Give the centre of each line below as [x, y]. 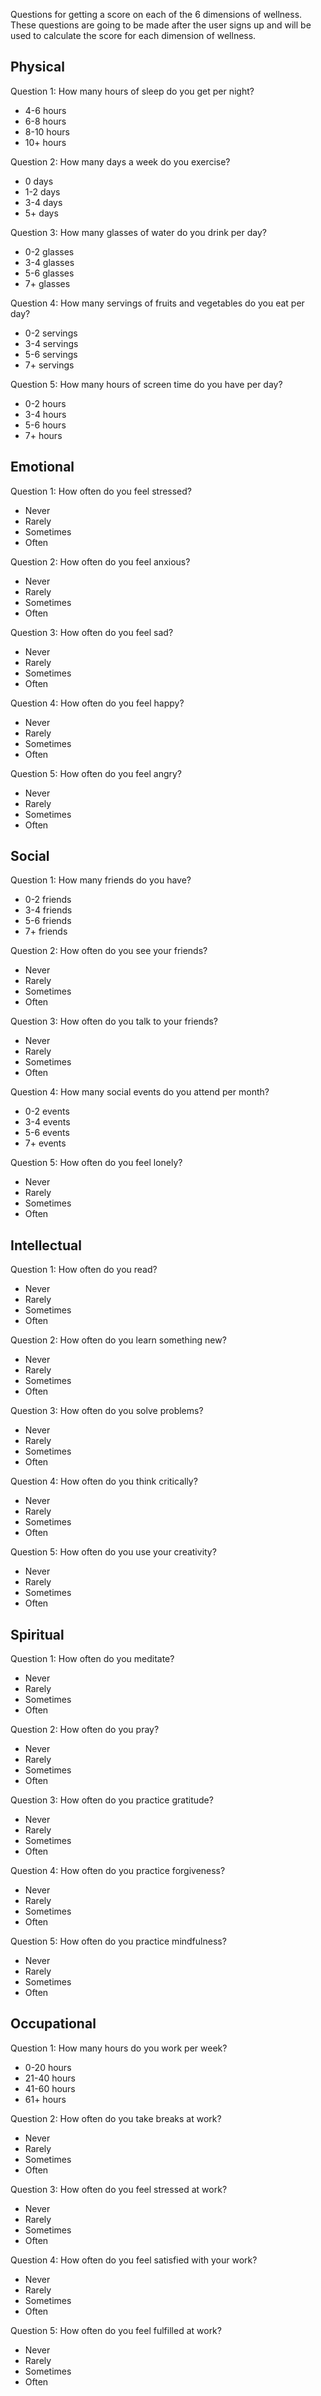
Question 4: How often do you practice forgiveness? [118, 1871]
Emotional [42, 467]
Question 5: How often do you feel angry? [96, 773]
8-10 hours [47, 131]
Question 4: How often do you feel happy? [97, 703]
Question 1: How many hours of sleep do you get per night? [132, 91]
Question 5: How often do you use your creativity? [113, 1552]
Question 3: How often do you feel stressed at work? [119, 2189]
